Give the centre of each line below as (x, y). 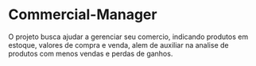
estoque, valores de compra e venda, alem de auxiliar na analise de (118, 45)
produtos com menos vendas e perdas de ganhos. (91, 53)
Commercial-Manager (83, 15)
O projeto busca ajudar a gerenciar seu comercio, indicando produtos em (128, 37)
